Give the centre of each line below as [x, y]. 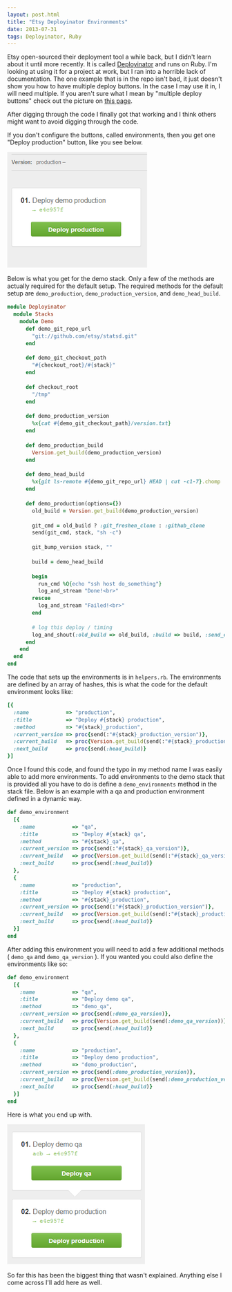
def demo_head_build [55, 474]
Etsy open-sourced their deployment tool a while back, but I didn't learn [109, 57]
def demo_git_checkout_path [66, 358]
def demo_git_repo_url [58, 329]
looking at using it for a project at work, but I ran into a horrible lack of [106, 72]
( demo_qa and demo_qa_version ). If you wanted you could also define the [110, 956]
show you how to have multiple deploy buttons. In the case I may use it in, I [114, 86]
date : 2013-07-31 [32, 29]
